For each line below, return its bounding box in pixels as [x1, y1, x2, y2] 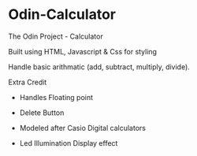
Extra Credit [8, 77, 47, 87]
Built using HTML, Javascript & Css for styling [8, 46, 158, 56]
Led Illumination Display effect [19, 138, 118, 147]
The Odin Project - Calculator [8, 32, 104, 41]
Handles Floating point [19, 92, 93, 102]
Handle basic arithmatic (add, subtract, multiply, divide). [8, 61, 191, 72]
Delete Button [19, 108, 65, 117]
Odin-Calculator [8, 6, 117, 24]
